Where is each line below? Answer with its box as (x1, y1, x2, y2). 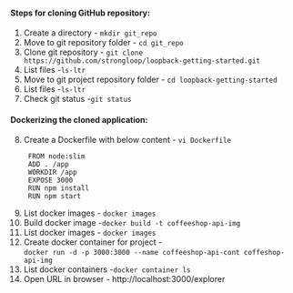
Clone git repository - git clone (23, 46, 144, 58)
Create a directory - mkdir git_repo (23, 27, 157, 38)
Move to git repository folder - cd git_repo (23, 37, 185, 48)
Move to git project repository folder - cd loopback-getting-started (23, 74, 278, 86)
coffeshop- (243, 248, 285, 258)
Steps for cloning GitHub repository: (10, 7, 151, 18)
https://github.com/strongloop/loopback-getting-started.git (23, 56, 261, 66)
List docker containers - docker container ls (23, 264, 191, 275)
